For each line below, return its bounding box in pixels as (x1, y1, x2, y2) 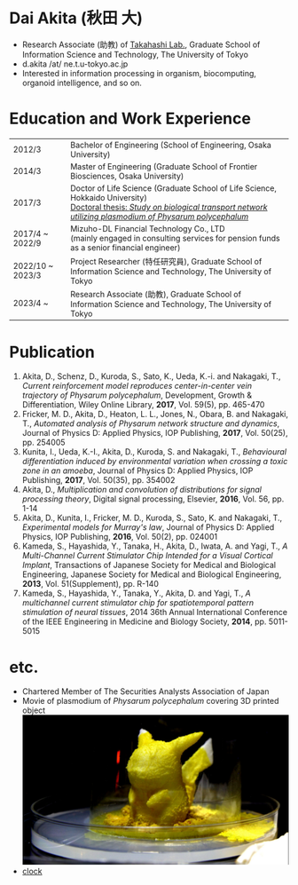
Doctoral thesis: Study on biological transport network (70, 201, 268, 213)
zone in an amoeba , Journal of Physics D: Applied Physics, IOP (21, 465, 254, 476)
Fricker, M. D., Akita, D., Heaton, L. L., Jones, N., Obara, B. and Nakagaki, (21, 409, 289, 420)
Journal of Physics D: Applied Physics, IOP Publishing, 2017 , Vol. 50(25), (21, 428, 288, 439)
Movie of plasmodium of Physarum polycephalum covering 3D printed (21, 696, 279, 707)
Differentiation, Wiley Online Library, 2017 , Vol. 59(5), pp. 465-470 (21, 399, 265, 410)
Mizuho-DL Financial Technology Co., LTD (70, 224, 225, 234)
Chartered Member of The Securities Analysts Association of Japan (21, 686, 270, 697)
